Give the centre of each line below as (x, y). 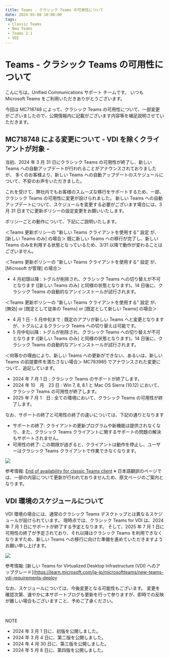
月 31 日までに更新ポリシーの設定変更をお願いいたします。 (66, 211)
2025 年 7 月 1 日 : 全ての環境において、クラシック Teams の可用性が (86, 398)
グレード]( (24, 572)
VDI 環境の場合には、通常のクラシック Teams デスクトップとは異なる (77, 514)
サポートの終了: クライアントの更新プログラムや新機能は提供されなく (84, 426)
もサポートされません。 (37, 438)
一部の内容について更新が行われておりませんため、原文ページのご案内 (87, 477)
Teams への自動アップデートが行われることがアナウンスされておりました (81, 168)
